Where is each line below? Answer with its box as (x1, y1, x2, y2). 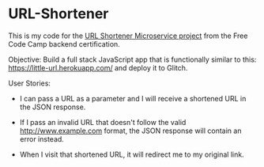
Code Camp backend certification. (8, 39, 120, 48)
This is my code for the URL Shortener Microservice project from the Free (8, 31, 248, 40)
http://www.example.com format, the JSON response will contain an (19, 126, 242, 135)
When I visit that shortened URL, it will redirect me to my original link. (19, 150, 244, 159)
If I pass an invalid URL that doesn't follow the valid (19, 117, 187, 127)
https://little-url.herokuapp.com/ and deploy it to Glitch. (8, 63, 188, 72)
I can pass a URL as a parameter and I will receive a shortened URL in (19, 93, 247, 103)
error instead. (19, 134, 65, 143)
